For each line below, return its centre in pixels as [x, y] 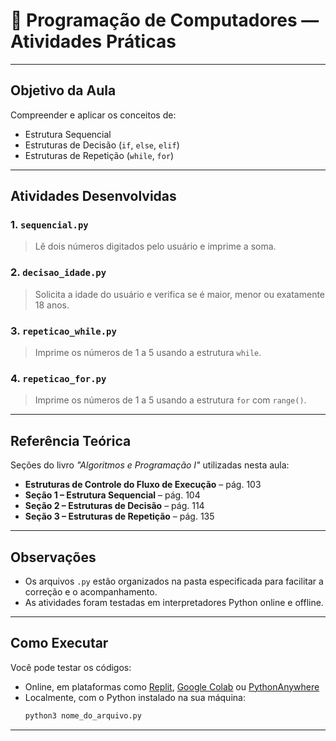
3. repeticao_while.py [63, 331]
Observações [53, 557]
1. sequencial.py [49, 225]
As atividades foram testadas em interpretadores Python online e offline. [174, 602]
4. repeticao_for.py [58, 378]
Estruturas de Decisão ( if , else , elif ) [102, 145]
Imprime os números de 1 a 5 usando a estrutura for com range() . [170, 400]
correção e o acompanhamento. [91, 591]
